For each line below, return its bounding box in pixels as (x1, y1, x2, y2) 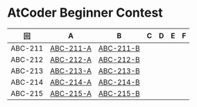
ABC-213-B (98, 66, 140, 76)
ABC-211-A (49, 43, 92, 53)
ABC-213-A (49, 66, 92, 76)
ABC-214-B (98, 77, 140, 87)
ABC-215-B (98, 88, 140, 98)
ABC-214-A (49, 77, 92, 87)
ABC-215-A (49, 88, 92, 98)
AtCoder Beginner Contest (7, 5, 163, 21)
